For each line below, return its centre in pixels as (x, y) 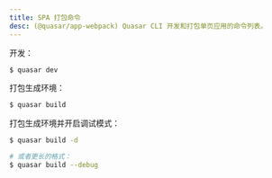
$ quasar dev (34, 70)
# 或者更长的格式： (41, 157)
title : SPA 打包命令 (45, 18)
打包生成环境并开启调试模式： (64, 123)
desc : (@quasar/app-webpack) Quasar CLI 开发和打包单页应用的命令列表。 (138, 26)
